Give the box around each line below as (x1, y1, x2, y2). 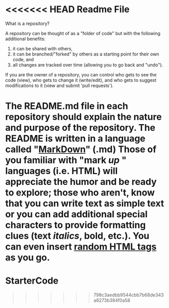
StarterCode (5, 275, 59, 287)
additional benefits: (5, 36, 46, 42)
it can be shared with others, (12, 45, 73, 51)
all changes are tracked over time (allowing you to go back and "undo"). (12, 62, 163, 68)
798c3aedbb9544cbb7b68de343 (93, 292, 164, 298)
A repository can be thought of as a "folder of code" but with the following (5, 30, 161, 36)
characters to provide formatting (5, 219, 146, 231)
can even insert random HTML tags (5, 241, 157, 253)
